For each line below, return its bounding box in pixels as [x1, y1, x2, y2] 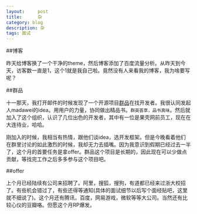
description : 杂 [6, 25, 45, 31]
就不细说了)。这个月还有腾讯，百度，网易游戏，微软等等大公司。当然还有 [6, 194, 183, 201]
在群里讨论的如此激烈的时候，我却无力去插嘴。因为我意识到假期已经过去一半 [6, 141, 191, 148]
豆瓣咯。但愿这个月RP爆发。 [26, 202, 95, 209]
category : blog [6, 19, 43, 25]
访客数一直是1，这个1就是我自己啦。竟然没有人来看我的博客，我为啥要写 [16, 67, 191, 74]
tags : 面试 [6, 30, 31, 36]
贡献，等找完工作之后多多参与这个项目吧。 [6, 156, 109, 163]
